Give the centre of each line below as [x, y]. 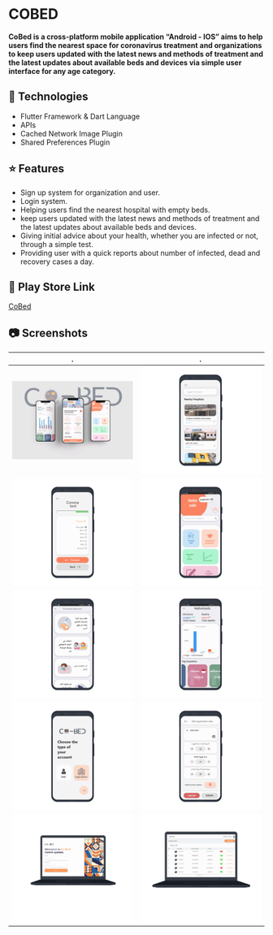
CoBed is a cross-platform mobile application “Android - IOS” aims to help [136, 37]
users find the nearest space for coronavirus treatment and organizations [135, 45]
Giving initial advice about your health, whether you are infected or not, [139, 236]
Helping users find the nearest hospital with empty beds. [115, 210]
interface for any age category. [62, 71]
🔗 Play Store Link [52, 286]
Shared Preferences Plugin [65, 142]
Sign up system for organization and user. [90, 193]
